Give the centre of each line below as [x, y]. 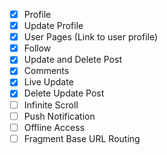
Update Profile [53, 26]
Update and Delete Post [72, 60]
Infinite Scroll [51, 105]
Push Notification [59, 116]
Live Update [48, 82]
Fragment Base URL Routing [82, 138]
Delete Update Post [64, 93]
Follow [37, 48]
